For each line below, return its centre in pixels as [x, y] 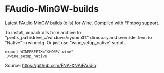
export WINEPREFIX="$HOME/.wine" [39, 52]
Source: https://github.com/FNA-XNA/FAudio [51, 65]
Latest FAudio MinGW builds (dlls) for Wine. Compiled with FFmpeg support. [82, 23]
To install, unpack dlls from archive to [43, 32]
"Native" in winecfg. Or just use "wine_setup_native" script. [65, 42]
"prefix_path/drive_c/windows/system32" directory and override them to [79, 37]
